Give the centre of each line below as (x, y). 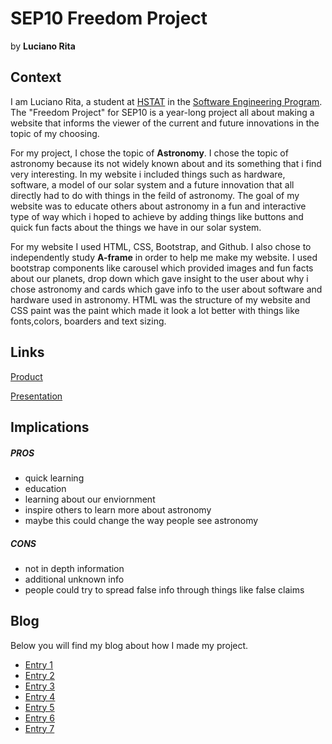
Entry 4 (40, 696)
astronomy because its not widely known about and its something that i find (166, 163)
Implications (50, 427)
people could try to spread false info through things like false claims (164, 589)
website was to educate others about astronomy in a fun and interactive (158, 206)
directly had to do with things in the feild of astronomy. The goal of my (155, 195)
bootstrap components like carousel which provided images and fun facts (162, 268)
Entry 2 (39, 675)
